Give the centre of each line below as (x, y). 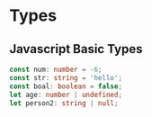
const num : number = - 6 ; (56, 69)
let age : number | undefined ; (66, 94)
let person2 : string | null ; (64, 103)
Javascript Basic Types (76, 49)
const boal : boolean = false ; (66, 86)
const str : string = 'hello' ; (66, 77)
